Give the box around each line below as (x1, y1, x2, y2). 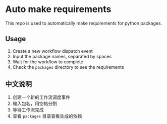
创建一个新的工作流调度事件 (12, 94, 71, 100)
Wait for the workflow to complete (12, 59, 84, 65)
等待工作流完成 (12, 106, 44, 112)
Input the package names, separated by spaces (12, 53, 112, 59)
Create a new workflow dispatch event (12, 48, 93, 54)
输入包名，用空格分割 (12, 100, 57, 106)
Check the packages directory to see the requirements (12, 64, 125, 70)
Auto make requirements (5, 4, 112, 15)
